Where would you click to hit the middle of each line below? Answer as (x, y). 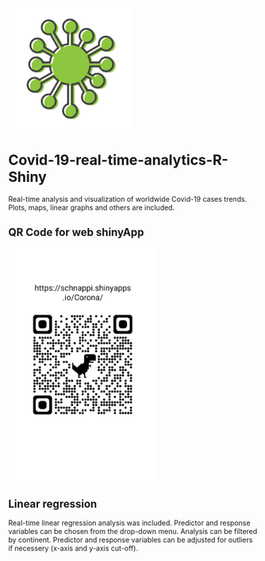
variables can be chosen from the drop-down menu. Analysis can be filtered (133, 532)
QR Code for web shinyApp (76, 232)
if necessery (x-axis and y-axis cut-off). (73, 548)
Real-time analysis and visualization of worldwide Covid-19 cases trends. (128, 199)
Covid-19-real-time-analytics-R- (118, 160)
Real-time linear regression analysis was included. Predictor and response (130, 523)
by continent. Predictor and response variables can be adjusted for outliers (131, 540)
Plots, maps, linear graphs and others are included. (92, 207)
